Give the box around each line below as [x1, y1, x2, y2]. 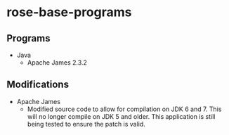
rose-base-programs [6, 4, 132, 20]
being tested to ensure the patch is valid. [27, 120, 145, 128]
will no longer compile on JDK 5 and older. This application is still [27, 112, 216, 120]
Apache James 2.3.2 [27, 58, 87, 67]
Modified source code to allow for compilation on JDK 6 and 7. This [27, 105, 222, 113]
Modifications [6, 79, 70, 91]
